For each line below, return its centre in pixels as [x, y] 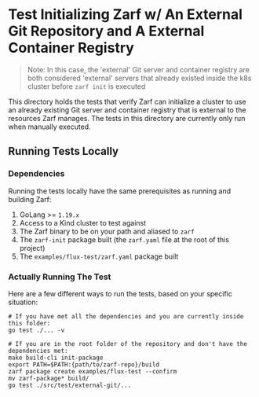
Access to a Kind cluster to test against [83, 222]
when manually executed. [50, 127]
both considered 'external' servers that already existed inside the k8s [139, 78]
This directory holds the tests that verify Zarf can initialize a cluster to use [127, 101]
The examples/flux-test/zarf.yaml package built [99, 256]
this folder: [29, 323]
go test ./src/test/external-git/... [70, 385]
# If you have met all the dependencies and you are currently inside [126, 316]
